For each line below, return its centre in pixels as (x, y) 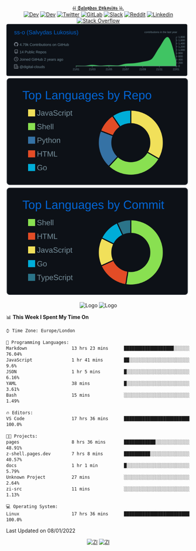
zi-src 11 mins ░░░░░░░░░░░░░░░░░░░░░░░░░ (98, 489)
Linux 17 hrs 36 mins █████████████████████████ (98, 514)
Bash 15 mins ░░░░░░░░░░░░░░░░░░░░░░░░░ (98, 395)
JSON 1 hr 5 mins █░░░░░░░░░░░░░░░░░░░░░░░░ (98, 372)
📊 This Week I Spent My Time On (47, 317)
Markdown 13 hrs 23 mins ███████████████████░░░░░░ (98, 348)
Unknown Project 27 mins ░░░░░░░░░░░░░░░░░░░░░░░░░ (98, 477)
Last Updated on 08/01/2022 (41, 530)
